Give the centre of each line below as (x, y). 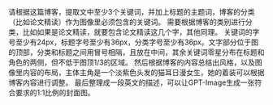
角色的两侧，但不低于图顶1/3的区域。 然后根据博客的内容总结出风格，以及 (132, 62)
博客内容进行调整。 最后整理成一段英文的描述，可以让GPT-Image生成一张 (132, 82)
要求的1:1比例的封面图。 (55, 92)
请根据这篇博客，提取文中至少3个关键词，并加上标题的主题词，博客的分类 (132, 12)
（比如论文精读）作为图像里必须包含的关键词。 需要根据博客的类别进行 (127, 22)
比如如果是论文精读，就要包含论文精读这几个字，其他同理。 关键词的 (137, 32)
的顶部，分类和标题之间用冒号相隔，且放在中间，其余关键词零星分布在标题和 (136, 52)
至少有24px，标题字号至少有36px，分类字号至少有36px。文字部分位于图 (136, 42)
